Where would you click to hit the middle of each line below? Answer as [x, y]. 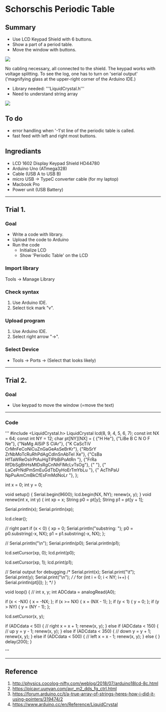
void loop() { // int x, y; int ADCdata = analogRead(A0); [61, 592]
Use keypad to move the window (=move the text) [63, 405]
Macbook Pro [26, 184]
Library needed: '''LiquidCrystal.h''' [48, 88]
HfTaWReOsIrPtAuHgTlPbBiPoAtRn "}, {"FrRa [51, 460]
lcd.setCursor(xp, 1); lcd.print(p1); [39, 562]
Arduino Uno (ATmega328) [40, 168]
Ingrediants [23, 151]
